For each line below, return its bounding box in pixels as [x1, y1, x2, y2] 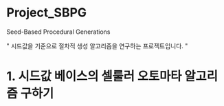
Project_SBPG [6, 5, 87, 21]
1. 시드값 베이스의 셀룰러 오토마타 [6, 69, 182, 84]
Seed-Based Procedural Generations [6, 28, 111, 36]
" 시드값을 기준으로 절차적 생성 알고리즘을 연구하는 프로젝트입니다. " [6, 41, 188, 50]
